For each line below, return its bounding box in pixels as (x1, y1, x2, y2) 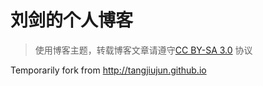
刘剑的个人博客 (10, 9, 134, 32)
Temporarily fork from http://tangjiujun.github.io (10, 64, 207, 76)
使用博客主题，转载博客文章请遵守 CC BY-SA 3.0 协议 (34, 44, 253, 56)
